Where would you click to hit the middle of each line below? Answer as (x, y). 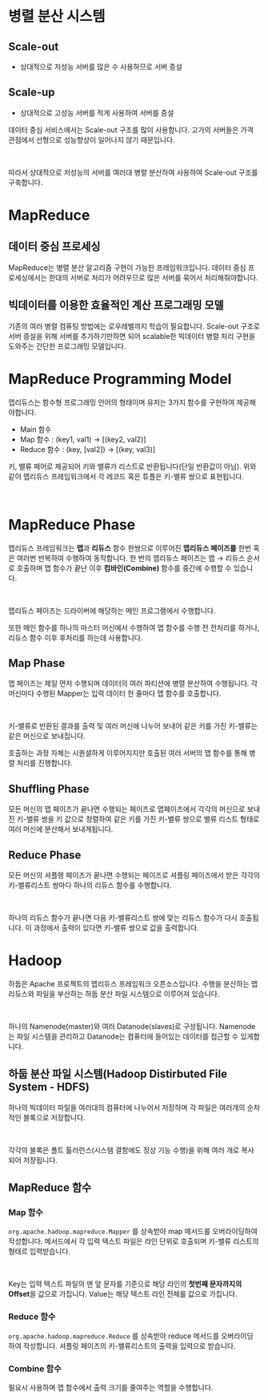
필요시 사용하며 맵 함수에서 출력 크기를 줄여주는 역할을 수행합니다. (111, 1387)
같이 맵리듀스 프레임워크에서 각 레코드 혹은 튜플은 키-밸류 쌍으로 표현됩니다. (126, 476)
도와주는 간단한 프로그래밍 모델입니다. (67, 346)
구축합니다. (26, 182)
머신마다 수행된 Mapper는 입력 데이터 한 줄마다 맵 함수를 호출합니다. (115, 693)
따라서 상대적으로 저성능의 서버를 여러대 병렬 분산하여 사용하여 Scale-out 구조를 (133, 172)
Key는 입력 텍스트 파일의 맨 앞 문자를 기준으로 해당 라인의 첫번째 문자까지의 (125, 1284)
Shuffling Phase (49, 789)
